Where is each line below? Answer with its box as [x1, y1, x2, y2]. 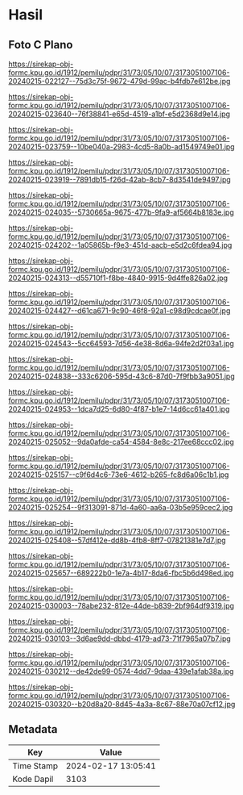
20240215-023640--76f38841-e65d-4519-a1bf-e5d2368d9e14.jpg [8, 109, 231, 119]
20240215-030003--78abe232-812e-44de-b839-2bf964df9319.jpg [8, 601, 235, 610]
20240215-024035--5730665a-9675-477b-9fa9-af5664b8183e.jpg [8, 207, 235, 217]
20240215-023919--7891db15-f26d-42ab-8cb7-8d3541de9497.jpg [8, 175, 231, 184]
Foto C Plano [8, 38, 73, 52]
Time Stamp [12, 760, 59, 772]
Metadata [8, 722, 58, 736]
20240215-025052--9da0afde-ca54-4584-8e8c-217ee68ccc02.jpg [8, 437, 235, 446]
